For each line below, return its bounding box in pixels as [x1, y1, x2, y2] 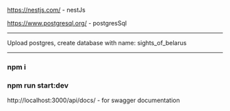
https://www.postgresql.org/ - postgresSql [7, 19, 127, 27]
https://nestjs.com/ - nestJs [7, 6, 86, 14]
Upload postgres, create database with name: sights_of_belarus [7, 39, 187, 47]
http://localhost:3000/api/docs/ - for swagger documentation [7, 96, 180, 105]
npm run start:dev [7, 80, 68, 90]
